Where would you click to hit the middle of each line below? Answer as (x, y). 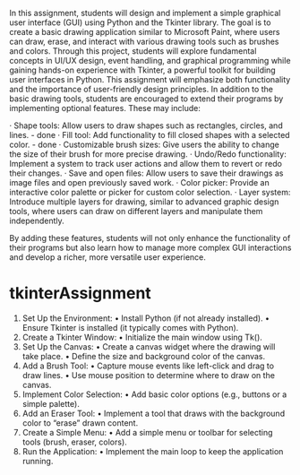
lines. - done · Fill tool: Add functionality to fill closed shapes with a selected (150, 135)
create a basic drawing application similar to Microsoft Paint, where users (145, 32)
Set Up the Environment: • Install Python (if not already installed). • (146, 318)
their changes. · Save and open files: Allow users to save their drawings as (146, 173)
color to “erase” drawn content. (80, 423)
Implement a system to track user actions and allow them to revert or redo (146, 164)
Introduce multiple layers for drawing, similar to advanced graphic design (144, 202)
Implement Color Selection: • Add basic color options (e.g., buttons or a (154, 394)
